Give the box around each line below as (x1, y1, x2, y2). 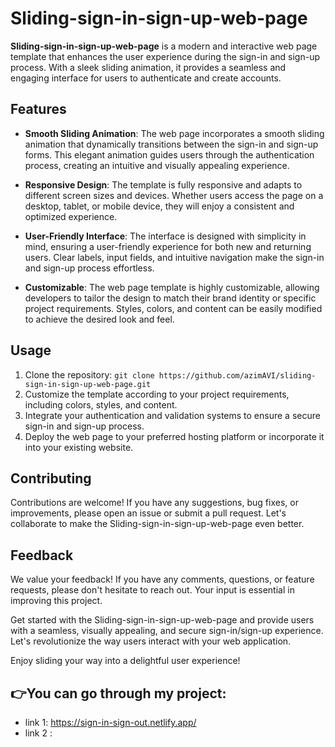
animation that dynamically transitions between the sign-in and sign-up (24, 138, 319, 150)
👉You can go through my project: (10, 685, 227, 702)
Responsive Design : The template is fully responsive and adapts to (24, 178, 303, 191)
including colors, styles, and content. (24, 398, 178, 411)
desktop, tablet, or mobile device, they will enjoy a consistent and (24, 200, 295, 212)
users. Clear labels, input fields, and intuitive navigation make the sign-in (24, 251, 325, 263)
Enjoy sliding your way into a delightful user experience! (10, 655, 241, 667)
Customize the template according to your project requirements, (24, 388, 290, 400)
